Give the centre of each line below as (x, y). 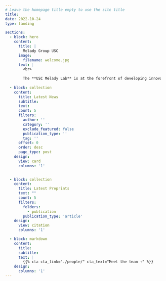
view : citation (34, 226)
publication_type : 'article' (53, 216)
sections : (15, 33)
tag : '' (31, 138)
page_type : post (35, 152)
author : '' (34, 120)
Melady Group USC (41, 51)
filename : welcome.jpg (46, 60)
